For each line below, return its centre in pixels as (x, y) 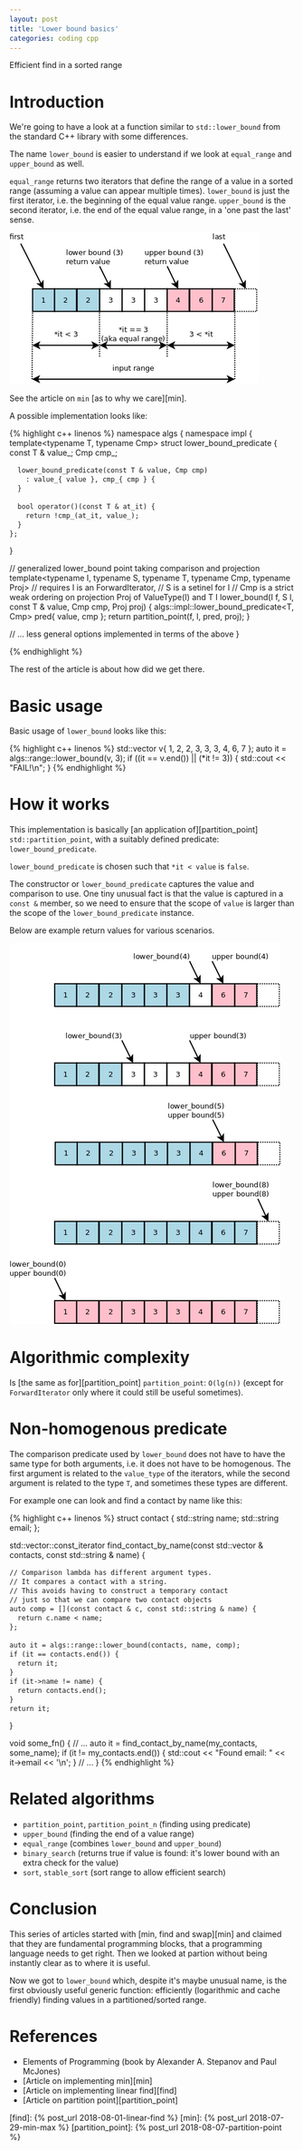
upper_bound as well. (47, 164)
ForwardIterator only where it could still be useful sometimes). (127, 1393)
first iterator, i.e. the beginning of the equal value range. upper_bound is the (148, 200)
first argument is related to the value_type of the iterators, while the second (150, 1474)
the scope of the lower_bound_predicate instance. (102, 913)
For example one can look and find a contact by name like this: (126, 1501)
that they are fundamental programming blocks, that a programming (136, 1943)
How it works (60, 805)
